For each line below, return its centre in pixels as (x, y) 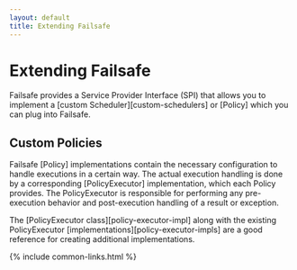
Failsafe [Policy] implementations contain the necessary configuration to (144, 165)
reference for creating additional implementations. (102, 239)
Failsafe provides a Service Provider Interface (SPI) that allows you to (138, 95)
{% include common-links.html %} (73, 256)
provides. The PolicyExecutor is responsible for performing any (126, 193)
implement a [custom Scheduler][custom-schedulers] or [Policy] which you (149, 105)
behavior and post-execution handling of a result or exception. (163, 202)
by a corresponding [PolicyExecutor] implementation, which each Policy (143, 184)
